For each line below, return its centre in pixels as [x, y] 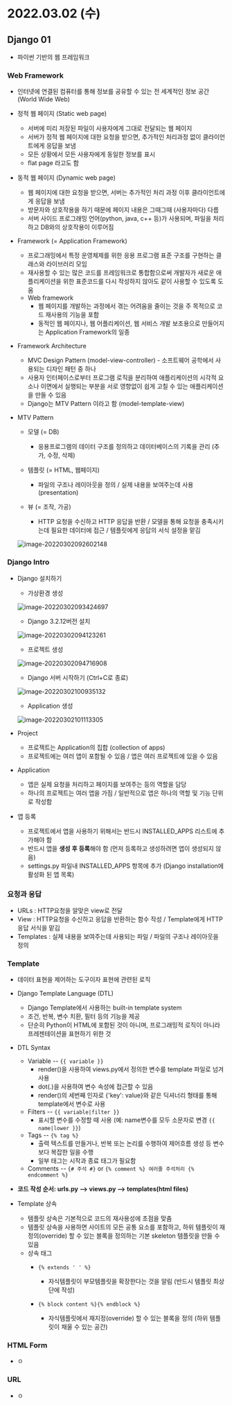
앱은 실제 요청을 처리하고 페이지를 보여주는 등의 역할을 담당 [107, 784]
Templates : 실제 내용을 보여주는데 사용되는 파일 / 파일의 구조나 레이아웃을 [118, 936]
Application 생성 [50, 706]
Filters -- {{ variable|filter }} [73, 1112]
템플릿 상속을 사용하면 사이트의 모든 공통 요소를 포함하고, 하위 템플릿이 [123, 1227]
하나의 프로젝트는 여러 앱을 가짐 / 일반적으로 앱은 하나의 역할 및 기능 [119, 793]
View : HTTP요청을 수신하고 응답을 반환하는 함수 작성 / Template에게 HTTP [120, 919]
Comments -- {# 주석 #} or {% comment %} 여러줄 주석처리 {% [111, 1168]
